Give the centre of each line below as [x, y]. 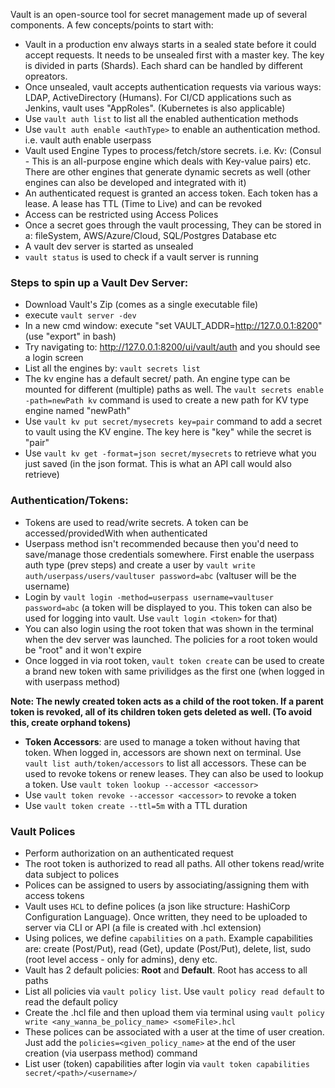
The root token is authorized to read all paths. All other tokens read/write [174, 863]
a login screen [54, 358]
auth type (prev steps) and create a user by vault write [140, 565]
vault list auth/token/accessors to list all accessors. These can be [165, 763]
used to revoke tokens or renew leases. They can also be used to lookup [174, 773]
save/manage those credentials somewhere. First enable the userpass [169, 554]
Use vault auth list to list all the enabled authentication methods [161, 118]
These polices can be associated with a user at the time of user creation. [174, 1031]
